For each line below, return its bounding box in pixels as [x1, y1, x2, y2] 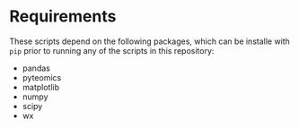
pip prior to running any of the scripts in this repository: [9, 45, 215, 55]
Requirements [9, 6, 117, 27]
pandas [22, 63, 51, 73]
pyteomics [22, 72, 62, 82]
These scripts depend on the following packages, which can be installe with [9, 36, 290, 47]
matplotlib [22, 81, 60, 92]
